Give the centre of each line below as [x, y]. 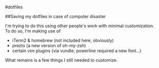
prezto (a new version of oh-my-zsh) [49, 45]
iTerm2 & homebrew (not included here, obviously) [63, 40]
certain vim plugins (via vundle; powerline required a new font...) [77, 51]
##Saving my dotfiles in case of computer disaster [55, 16]
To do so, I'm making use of [33, 31]
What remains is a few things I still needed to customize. [62, 60]
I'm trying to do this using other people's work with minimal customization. [80, 26]
